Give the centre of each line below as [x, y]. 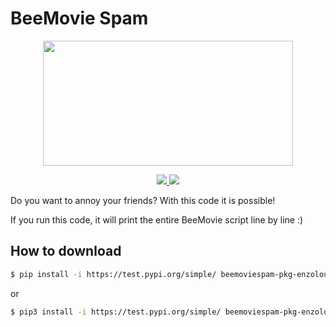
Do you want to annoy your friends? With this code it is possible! [143, 200]
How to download [66, 251]
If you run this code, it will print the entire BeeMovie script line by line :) [157, 219]
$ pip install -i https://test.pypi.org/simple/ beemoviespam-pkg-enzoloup [171, 274]
